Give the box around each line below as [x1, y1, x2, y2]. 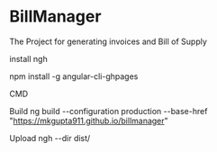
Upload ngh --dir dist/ [9, 132, 91, 143]
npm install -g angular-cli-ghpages [9, 70, 139, 82]
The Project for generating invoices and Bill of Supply [9, 36, 207, 47]
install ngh [9, 53, 48, 64]
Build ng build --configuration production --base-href [9, 105, 208, 116]
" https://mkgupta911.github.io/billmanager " [9, 115, 168, 126]
